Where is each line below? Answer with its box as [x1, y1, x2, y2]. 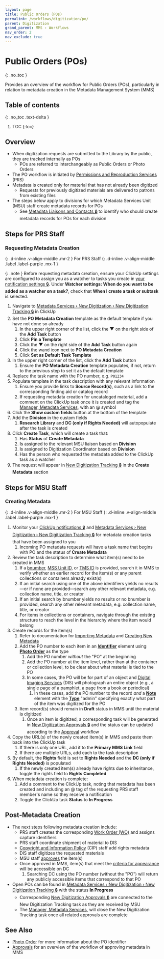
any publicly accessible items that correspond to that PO [26, 876, 141, 882]
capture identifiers [19, 834, 57, 840]
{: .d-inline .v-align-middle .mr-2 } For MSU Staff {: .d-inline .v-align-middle [5, 509, 157, 515]
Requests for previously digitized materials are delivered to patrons [19, 187, 155, 193]
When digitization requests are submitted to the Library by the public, [12, 151, 152, 157]
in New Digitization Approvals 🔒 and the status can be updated [26, 722, 153, 728]
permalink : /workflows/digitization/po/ [5, 16, 89, 21]
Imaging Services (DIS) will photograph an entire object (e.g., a [26, 679, 154, 685]
